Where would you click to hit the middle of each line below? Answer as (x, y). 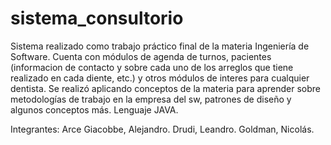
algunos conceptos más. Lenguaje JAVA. (94, 109)
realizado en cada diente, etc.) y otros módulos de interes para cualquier (160, 78)
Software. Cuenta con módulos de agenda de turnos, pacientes (141, 56)
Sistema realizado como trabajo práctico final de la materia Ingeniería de (160, 46)
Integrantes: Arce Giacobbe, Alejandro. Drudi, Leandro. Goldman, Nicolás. (162, 129)
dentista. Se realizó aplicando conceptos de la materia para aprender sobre (165, 88)
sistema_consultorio (97, 18)
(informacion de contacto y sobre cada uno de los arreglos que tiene (152, 67)
